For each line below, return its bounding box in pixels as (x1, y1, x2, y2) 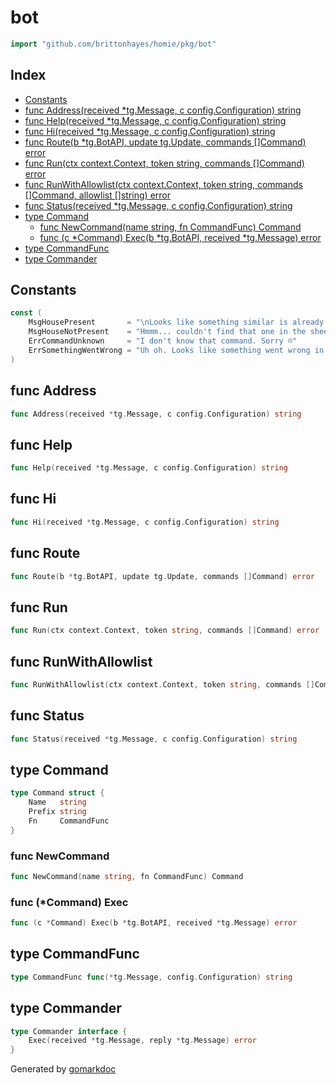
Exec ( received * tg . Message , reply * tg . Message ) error (28, 1036, 257, 1046)
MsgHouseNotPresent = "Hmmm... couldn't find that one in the (28, 327, 307, 337)
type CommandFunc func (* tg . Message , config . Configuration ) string (10, 972, 293, 982)
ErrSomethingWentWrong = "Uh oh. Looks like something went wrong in (28, 345, 325, 355)
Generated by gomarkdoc (10, 1063, 117, 1075)
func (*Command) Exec (10, 895, 129, 909)
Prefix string (28, 807, 87, 817)
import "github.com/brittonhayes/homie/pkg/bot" (10, 39, 217, 49)
